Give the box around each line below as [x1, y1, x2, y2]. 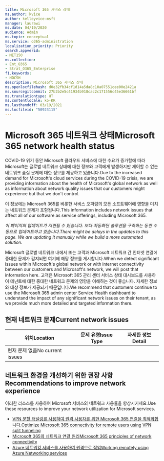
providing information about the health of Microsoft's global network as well [5, 180, 158, 186]
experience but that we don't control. [5, 190, 80, 196]
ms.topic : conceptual [5, 35, 49, 40]
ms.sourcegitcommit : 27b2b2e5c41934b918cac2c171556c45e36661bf [5, 89, 137, 94]
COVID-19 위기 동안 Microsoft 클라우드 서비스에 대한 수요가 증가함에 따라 [5, 157, 145, 163]
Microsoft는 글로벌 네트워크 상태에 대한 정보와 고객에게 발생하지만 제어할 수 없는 [5, 163, 159, 169]
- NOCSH [5, 75, 21, 80]
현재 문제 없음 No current [7, 347, 62, 354]
